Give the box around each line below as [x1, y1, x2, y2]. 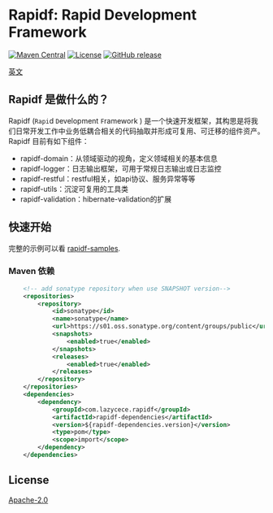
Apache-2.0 [8, 494, 49, 505]
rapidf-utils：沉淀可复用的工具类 [19, 184, 128, 193]
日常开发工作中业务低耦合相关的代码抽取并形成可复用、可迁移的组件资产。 [15, 126, 265, 136]
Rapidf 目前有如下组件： [8, 136, 89, 146]
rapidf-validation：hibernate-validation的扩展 [19, 193, 172, 204]
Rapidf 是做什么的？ [8, 93, 110, 107]
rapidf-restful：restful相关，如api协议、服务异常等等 [19, 173, 196, 184]
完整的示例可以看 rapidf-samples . [8, 243, 120, 253]
